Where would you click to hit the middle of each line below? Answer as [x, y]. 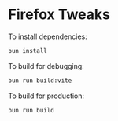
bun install [28, 51]
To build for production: [46, 96]
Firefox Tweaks [59, 15]
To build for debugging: [46, 66]
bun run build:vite [40, 81]
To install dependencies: [48, 36]
